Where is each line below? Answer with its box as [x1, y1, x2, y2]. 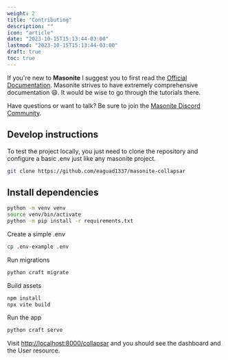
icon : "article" [7, 29, 54, 36]
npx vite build [7, 301, 51, 308]
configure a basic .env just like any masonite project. [7, 154, 157, 162]
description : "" [7, 23, 54, 30]
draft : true [7, 49, 41, 56]
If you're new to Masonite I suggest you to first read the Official [7, 74, 187, 82]
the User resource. [7, 346, 60, 355]
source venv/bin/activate [7, 211, 81, 218]
